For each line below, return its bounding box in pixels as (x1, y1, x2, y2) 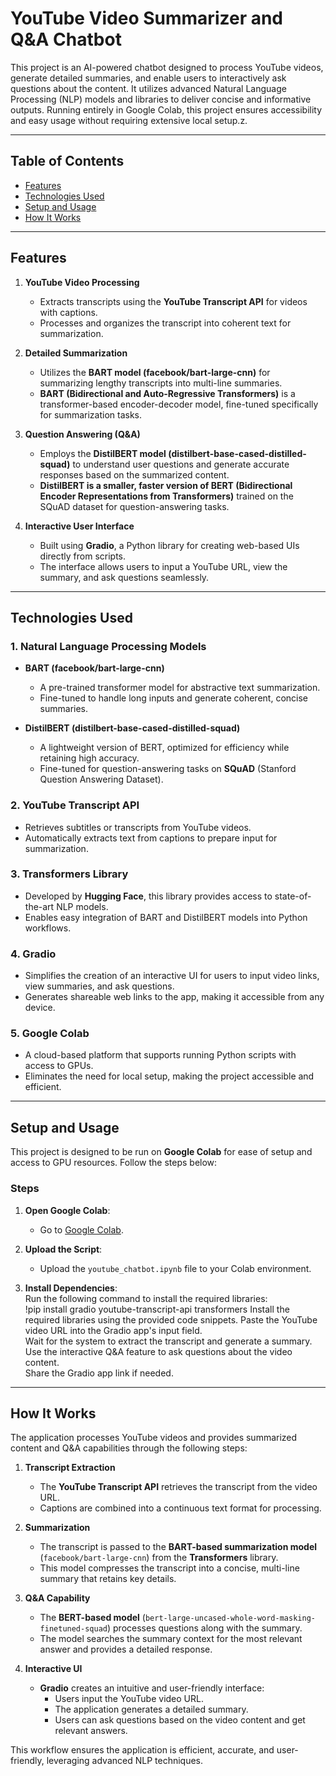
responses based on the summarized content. (39, 468, 230, 481)
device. (24, 1002, 56, 1014)
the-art (24, 900, 55, 912)
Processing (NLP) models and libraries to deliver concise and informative (10, 93, 312, 105)
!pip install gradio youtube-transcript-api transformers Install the (24, 1303, 290, 1315)
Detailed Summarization (24, 347, 128, 359)
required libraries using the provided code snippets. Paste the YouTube (24, 1313, 318, 1326)
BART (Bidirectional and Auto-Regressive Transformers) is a (39, 387, 296, 399)
